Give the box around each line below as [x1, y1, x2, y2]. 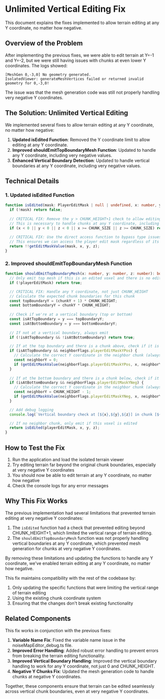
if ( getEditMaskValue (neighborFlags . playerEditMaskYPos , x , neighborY [14, 362, 162, 367]
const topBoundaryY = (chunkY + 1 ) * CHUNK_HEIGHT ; [9, 298, 118, 303]
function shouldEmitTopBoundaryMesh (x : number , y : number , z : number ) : [5, 271, 155, 276]
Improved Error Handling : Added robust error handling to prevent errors [12, 647, 159, 653]
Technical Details [5, 177, 59, 185]
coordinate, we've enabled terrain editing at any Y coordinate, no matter [5, 560, 151, 566]
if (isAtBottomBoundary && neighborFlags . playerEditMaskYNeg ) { [9, 380, 144, 385]
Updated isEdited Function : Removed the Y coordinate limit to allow [12, 137, 150, 142]
